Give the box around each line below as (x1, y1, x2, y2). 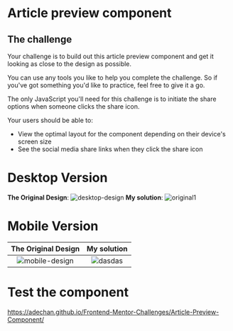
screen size (17, 137, 52, 146)
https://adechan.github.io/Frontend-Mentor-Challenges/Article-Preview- (7, 308, 220, 316)
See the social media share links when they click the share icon (17, 145, 204, 153)
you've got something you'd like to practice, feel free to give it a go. (7, 81, 205, 89)
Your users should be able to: (7, 116, 94, 124)
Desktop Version (7, 170, 108, 186)
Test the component (7, 284, 129, 300)
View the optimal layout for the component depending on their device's (17, 130, 226, 138)
